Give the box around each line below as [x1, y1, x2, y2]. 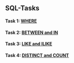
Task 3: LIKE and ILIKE [5, 41, 52, 47]
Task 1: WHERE [5, 17, 37, 24]
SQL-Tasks [5, 4, 40, 12]
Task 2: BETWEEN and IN [5, 29, 58, 35]
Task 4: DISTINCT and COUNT [5, 52, 69, 58]
